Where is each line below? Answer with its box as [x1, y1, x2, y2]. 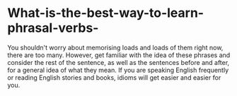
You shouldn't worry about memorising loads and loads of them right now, [7, 43, 224, 52]
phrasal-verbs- [7, 20, 99, 36]
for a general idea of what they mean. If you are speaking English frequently [7, 66, 229, 74]
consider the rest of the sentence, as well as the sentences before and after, [7, 58, 230, 66]
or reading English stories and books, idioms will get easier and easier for [7, 73, 221, 82]
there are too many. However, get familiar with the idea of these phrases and [7, 51, 231, 59]
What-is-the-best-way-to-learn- [7, 5, 204, 21]
